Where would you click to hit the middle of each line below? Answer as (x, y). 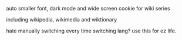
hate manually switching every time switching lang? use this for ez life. (91, 31)
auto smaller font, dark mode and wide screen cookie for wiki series (88, 8)
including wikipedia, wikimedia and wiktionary (62, 19)
